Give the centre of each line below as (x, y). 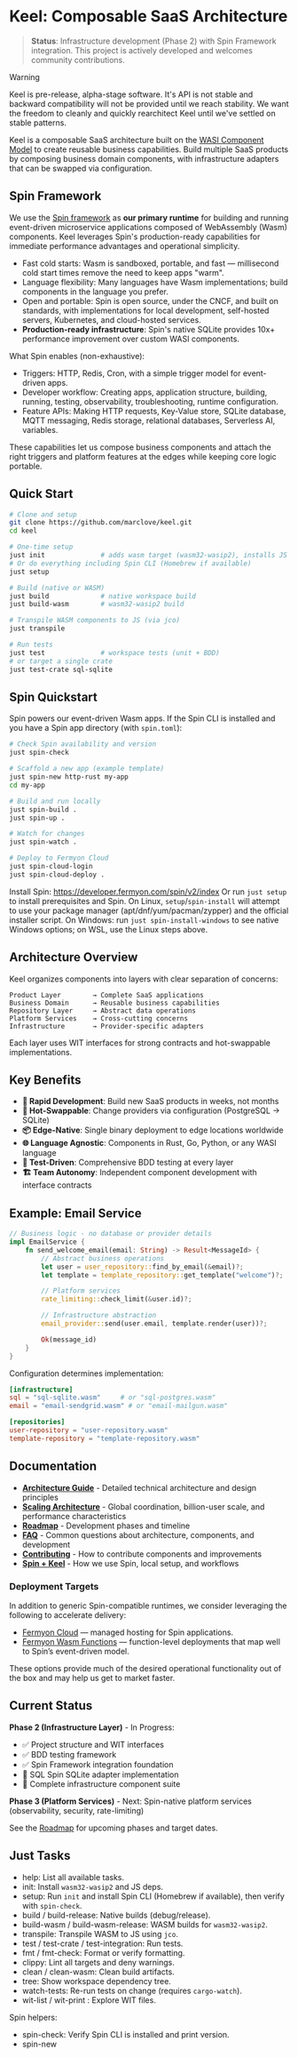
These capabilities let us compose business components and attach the (141, 447)
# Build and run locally (55, 801)
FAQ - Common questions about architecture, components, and (138, 1534)
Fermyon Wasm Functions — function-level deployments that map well (151, 1641)
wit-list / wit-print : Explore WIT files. (89, 2000)
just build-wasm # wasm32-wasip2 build (97, 605)
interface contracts (57, 1185)
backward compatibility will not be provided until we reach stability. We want (149, 103)
